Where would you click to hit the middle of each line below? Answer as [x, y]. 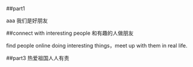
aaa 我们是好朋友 [27, 21]
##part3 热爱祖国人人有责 [38, 58]
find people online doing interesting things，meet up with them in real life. [97, 46]
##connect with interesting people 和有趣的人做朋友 [70, 33]
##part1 [16, 9]
